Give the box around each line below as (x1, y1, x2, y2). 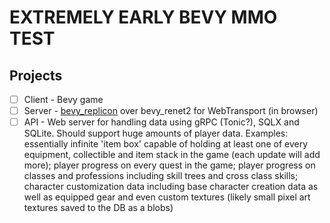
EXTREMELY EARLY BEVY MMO (9, 6, 278, 29)
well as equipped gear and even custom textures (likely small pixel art (23, 191, 311, 203)
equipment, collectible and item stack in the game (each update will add (23, 149, 321, 161)
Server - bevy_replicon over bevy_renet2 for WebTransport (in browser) (23, 105, 319, 117)
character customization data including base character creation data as (23, 181, 319, 193)
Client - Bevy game (23, 94, 104, 105)
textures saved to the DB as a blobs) (23, 202, 174, 214)
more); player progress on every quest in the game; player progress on (23, 159, 316, 171)
